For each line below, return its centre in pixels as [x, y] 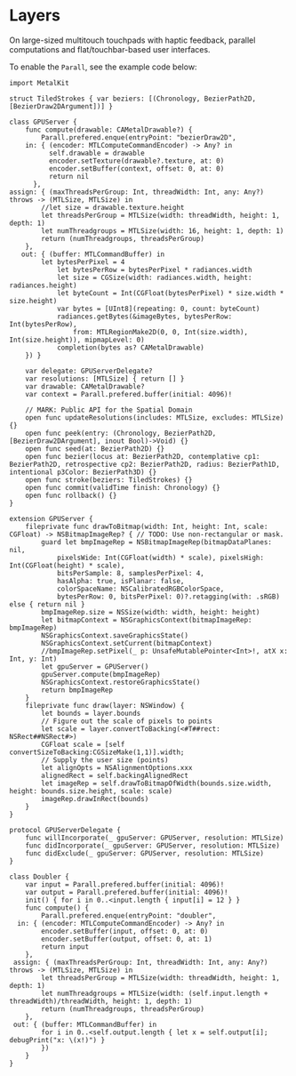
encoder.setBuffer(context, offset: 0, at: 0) [136, 169]
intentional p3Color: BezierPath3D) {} [83, 472]
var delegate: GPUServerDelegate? [89, 371]
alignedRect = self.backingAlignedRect [115, 775]
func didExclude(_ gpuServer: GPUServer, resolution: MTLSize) [145, 853]
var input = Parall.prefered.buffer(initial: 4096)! [125, 884]
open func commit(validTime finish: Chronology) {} [123, 487]
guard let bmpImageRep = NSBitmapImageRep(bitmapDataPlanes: [157, 542]
